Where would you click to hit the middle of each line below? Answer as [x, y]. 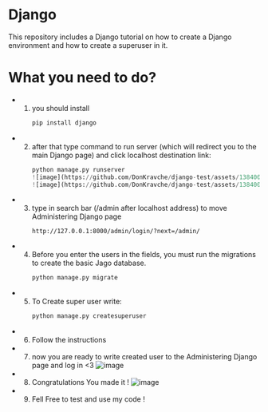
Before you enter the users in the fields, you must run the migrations [144, 255]
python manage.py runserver [78, 169]
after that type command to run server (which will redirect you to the [144, 146]
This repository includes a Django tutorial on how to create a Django [120, 37]
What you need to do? [83, 78]
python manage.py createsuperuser [89, 316]
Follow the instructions [69, 340]
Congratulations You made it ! [81, 382]
